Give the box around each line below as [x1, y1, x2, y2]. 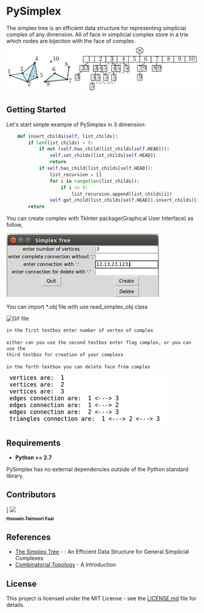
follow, [6, 221, 23, 228]
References [6, 532, 51, 543]
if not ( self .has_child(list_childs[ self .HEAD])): [38, 146, 170, 152]
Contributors [6, 490, 56, 500]
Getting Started [6, 104, 66, 115]
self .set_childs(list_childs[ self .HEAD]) [49, 152, 156, 159]
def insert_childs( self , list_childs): [17, 133, 118, 139]
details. [6, 601, 25, 609]
